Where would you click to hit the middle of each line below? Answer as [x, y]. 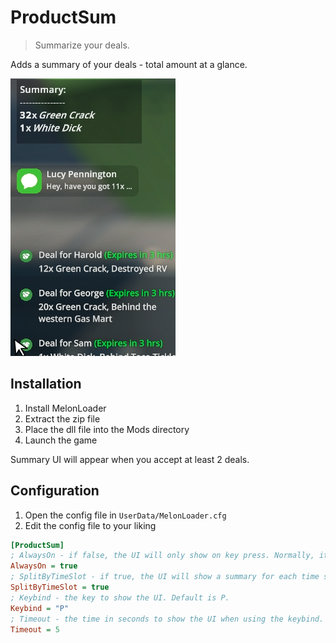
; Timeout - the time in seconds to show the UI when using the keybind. [167, 619]
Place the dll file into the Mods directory [107, 429]
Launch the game [61, 440]
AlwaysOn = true [44, 566]
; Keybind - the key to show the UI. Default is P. [120, 597]
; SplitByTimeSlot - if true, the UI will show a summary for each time [165, 577]
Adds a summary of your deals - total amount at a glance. [129, 64]
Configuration [55, 491]
